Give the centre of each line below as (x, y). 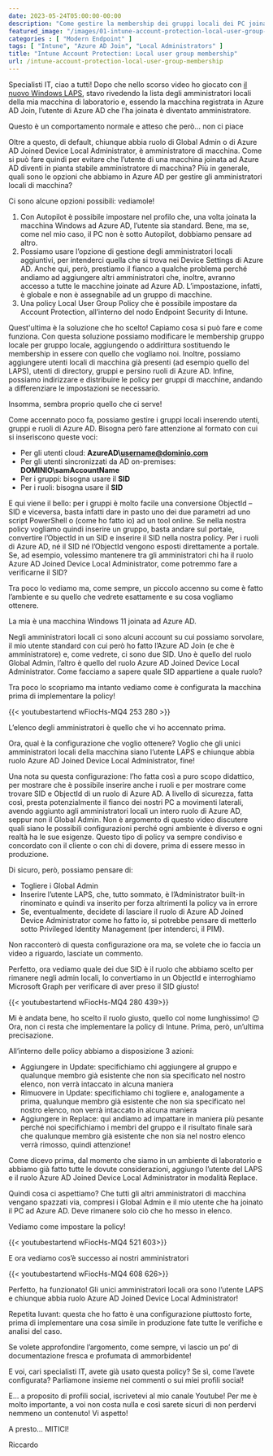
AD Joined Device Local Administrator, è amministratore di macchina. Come (135, 151)
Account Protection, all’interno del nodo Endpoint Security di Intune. (134, 312)
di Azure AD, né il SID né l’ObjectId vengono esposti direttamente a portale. (134, 546)
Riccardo (24, 1445)
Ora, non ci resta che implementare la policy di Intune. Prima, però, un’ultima (136, 1026)
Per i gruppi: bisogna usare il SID (75, 479)
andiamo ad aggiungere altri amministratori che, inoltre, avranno (128, 277)
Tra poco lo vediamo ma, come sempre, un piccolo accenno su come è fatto (136, 588)
